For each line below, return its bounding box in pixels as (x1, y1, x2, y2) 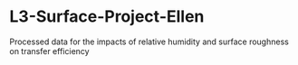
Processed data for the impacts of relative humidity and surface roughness (9, 36, 290, 47)
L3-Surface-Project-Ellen (9, 6, 205, 27)
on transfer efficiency (9, 45, 90, 56)
